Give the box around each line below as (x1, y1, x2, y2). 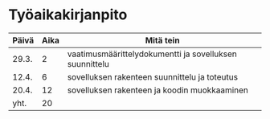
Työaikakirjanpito (8, 6, 128, 24)
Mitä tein (145, 35, 180, 46)
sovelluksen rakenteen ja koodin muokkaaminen (67, 84, 249, 96)
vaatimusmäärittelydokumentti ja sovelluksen (67, 48, 237, 59)
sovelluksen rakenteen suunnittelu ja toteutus (67, 71, 239, 82)
